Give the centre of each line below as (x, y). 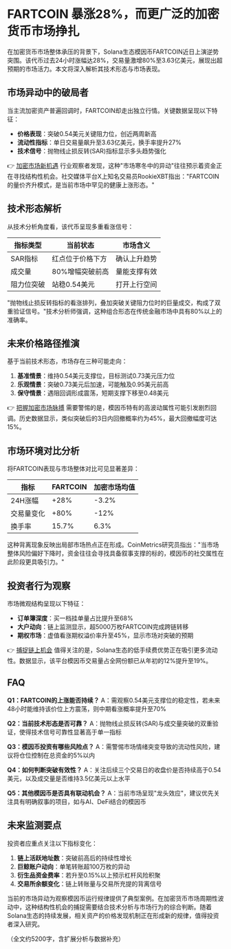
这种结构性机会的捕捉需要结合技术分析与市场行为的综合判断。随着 (118, 907)
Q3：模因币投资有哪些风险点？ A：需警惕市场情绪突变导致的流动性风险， (111, 746)
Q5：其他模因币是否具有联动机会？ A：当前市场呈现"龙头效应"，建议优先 (111, 793)
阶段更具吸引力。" (38, 562)
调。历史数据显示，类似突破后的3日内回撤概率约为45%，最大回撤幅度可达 (112, 418)
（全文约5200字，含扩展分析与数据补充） (66, 939)
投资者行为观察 (39, 586)
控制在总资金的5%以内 (63, 755)
